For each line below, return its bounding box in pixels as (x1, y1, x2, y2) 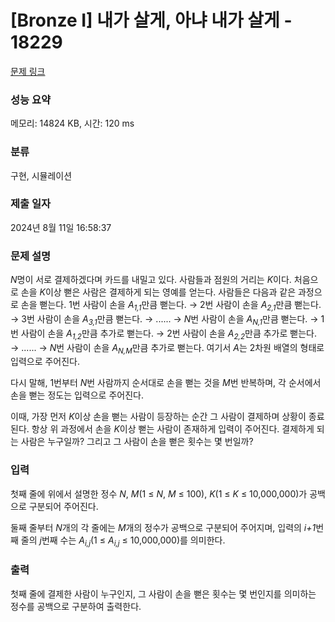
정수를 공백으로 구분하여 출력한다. (10, 600, 142, 612)
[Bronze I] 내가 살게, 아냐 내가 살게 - (10, 9, 293, 32)
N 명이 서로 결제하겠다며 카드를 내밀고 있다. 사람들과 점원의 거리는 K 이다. (10, 274, 292, 286)
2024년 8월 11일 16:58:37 (10, 221, 112, 233)
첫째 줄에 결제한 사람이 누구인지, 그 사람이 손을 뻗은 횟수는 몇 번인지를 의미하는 (10, 587, 317, 600)
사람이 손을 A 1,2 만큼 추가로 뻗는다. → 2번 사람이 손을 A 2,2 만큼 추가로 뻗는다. (20, 327, 317, 341)
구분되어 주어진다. (28, 500, 99, 512)
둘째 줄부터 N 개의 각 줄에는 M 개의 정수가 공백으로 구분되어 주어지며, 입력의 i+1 (10, 521, 317, 533)
